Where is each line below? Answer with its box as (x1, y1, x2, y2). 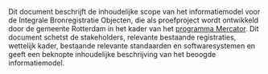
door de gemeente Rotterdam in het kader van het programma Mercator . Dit (8, 24, 259, 33)
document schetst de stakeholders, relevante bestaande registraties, (8, 32, 237, 42)
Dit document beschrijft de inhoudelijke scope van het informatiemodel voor (8, 7, 261, 16)
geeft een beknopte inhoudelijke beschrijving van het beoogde (8, 50, 216, 59)
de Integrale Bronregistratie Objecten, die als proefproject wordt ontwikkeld (8, 15, 259, 25)
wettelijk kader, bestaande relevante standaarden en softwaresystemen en (8, 41, 256, 51)
